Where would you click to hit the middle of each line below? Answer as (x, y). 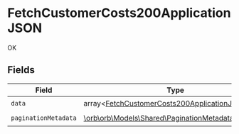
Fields (21, 70)
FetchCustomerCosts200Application (119, 13)
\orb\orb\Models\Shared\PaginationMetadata (159, 118)
